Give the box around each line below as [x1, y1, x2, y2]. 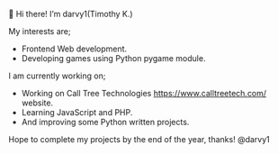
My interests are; [8, 26, 71, 36]
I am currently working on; [8, 70, 106, 81]
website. [21, 97, 54, 108]
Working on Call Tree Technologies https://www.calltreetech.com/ [21, 88, 267, 98]
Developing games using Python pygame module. [21, 53, 206, 63]
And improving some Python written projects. [21, 117, 190, 127]
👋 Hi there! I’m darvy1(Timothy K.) [8, 9, 133, 19]
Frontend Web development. [21, 43, 128, 54]
